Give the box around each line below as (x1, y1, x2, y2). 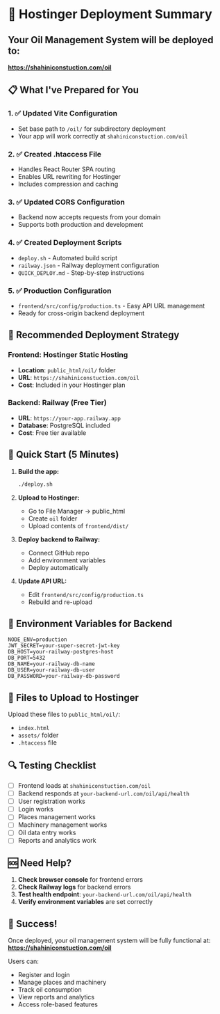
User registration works (17, 797, 85, 806)
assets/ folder (17, 731, 59, 740)
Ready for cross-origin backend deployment (17, 309, 145, 317)
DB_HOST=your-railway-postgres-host (8, 649, 114, 656)
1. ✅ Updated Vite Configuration (8, 109, 118, 118)
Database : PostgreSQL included (17, 421, 110, 429)
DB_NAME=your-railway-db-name (8, 660, 96, 667)
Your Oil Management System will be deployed (8, 34, 214, 46)
